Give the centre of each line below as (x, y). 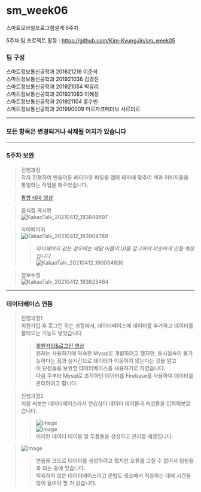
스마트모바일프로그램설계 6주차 (42, 28)
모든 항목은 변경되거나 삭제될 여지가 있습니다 (66, 132)
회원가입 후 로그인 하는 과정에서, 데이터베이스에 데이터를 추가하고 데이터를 (107, 326)
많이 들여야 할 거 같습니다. (66, 483)
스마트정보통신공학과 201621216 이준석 (52, 72)
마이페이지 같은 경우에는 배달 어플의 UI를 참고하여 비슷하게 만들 (109, 248)
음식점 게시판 (36, 210)
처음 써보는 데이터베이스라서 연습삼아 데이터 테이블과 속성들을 (93, 403)
